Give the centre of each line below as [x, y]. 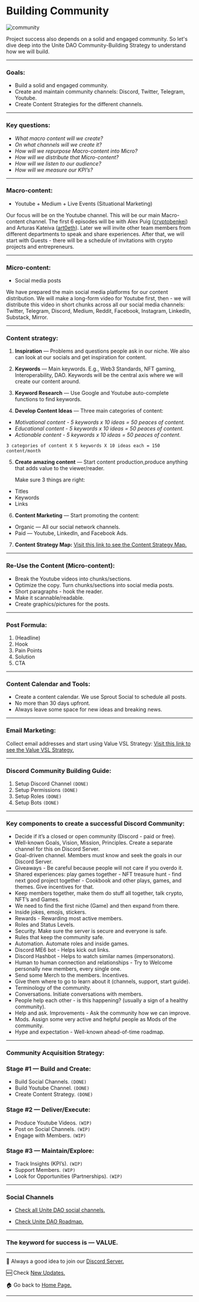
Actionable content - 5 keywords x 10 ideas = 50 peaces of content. [98, 435]
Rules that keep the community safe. [60, 937]
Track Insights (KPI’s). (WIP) [49, 1164]
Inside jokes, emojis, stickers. [51, 912]
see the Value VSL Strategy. [40, 750]
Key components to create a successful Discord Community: [95, 823]
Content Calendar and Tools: [48, 684]
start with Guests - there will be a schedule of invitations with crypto [89, 240]
